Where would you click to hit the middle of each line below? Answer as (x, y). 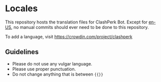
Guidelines (22, 52)
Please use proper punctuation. (44, 69)
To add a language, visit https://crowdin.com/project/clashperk (69, 37)
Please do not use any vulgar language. (52, 63)
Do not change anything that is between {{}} (58, 74)
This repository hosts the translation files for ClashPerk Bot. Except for (76, 22)
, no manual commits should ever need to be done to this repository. (80, 27)
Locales (21, 9)
